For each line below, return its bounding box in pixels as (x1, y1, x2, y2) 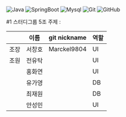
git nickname (48, 33, 87, 42)
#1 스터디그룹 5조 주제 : (6, 18, 61, 26)
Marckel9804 (48, 45, 87, 53)
